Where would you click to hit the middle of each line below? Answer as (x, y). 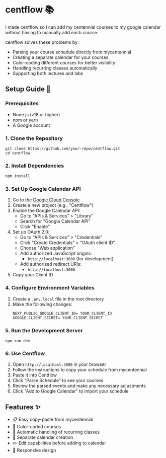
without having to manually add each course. (52, 32)
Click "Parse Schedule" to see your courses (58, 380)
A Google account (31, 125)
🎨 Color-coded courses (37, 427)
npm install (18, 176)
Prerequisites (22, 104)
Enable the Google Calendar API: (46, 211)
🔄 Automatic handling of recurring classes (56, 432)
